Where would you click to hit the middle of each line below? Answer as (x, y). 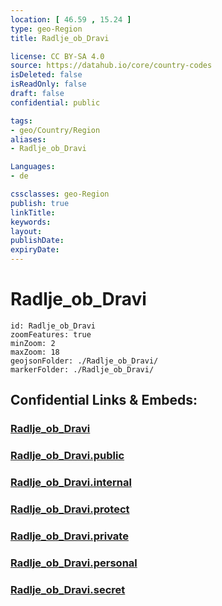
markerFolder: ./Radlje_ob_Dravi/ (82, 369)
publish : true (40, 203)
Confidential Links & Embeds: (104, 400)
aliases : (28, 139)
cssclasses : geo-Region (60, 194)
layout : (26, 231)
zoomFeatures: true (51, 334)
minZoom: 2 (33, 343)
